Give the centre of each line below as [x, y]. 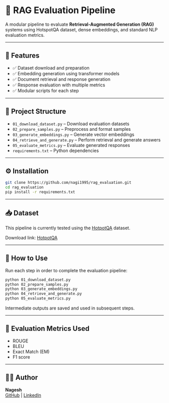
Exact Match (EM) [31, 351]
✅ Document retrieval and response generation [61, 79]
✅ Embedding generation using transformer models [66, 73]
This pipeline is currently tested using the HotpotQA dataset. [68, 228]
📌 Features [22, 56]
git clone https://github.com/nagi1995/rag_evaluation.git [68, 183]
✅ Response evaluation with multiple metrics [59, 85]
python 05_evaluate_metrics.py [38, 298]
